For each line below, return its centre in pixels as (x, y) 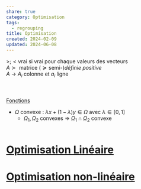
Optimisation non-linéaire (70, 176)
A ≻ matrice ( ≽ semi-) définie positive (54, 67)
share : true (21, 12)
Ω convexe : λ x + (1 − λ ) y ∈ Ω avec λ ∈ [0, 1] (70, 112)
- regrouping (28, 28)
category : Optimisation (36, 17)
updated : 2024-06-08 (32, 45)
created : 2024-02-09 (32, 39)
